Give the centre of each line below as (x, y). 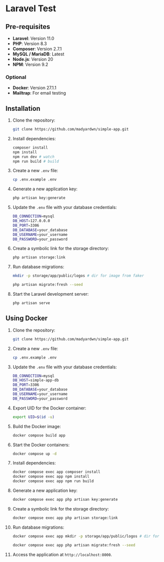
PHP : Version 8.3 (30, 44)
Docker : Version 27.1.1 (34, 88)
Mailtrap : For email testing (39, 93)
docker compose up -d (34, 454)
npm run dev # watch (33, 157)
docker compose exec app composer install (56, 472)
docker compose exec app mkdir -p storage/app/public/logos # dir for (86, 536)
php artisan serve (31, 303)
